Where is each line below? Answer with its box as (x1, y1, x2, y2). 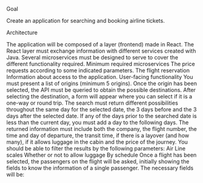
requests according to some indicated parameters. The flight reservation (6, 67, 190, 74)
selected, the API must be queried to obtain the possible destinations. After (6, 86, 196, 94)
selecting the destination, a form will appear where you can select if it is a (6, 93, 193, 100)
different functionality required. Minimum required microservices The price (6, 61, 195, 67)
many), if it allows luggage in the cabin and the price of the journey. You (6, 138, 188, 146)
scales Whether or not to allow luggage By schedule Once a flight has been (6, 151, 197, 159)
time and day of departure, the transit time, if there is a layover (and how (6, 132, 190, 139)
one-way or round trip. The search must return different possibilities (6, 99, 178, 106)
